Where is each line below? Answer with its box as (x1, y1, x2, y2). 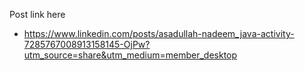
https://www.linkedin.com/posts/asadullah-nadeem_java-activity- (23, 28, 295, 39)
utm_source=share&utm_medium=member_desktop (23, 49, 238, 61)
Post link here (9, 9, 66, 20)
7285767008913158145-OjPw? (23, 39, 151, 50)
